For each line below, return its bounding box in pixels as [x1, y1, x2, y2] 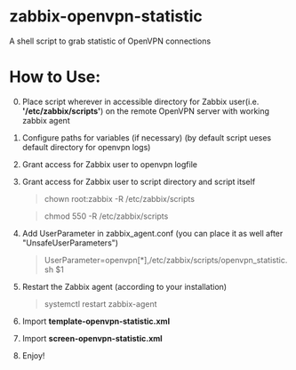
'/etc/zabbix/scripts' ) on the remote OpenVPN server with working [21, 105, 269, 117]
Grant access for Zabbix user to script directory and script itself [21, 176, 256, 187]
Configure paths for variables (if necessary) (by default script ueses [21, 132, 272, 143]
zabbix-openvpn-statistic [9, 6, 203, 27]
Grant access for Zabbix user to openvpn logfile [21, 158, 198, 170]
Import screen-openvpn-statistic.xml [21, 333, 163, 343]
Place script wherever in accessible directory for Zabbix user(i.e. [21, 96, 260, 107]
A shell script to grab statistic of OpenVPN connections [9, 36, 212, 46]
